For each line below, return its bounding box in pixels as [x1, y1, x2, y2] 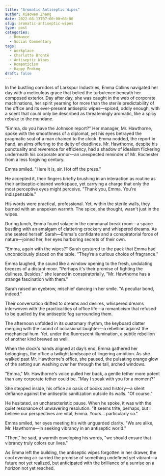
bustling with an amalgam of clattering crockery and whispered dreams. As [5, 226, 157, 232]
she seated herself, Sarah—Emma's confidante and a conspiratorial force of [5, 231, 159, 237]
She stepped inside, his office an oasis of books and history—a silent [5, 385, 145, 391]
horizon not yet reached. [5, 465, 55, 471]
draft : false [5, 71, 32, 76]
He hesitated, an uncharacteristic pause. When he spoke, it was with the [5, 400, 152, 406]
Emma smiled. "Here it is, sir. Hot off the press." [5, 166, 102, 172]
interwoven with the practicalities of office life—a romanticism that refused [5, 305, 156, 312]
